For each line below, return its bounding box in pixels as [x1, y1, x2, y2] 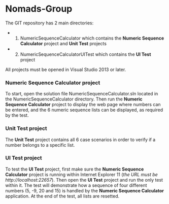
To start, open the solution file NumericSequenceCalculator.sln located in [5, 91, 158, 97]
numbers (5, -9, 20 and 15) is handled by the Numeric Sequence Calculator [5, 187, 164, 193]
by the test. [5, 112, 29, 118]
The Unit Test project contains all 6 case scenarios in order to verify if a [5, 137, 156, 143]
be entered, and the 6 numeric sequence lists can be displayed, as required [5, 107, 163, 113]
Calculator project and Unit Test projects [20, 40, 107, 46]
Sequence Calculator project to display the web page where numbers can [5, 101, 161, 108]
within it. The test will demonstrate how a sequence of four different [5, 182, 147, 188]
